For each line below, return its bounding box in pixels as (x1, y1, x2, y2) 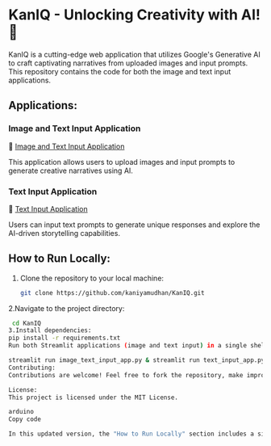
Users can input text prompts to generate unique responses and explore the (8, 220, 261, 229)
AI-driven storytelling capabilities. (8, 228, 121, 238)
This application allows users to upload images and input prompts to (8, 157, 236, 166)
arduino (8, 408, 35, 416)
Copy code (8, 415, 42, 423)
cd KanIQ (11, 319, 42, 327)
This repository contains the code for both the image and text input (8, 66, 231, 76)
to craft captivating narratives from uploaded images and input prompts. (8, 58, 248, 68)
